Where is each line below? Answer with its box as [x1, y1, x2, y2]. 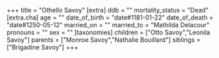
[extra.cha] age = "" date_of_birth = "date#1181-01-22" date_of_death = [6, 13, 213, 22]
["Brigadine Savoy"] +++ [6, 43, 78, 51]
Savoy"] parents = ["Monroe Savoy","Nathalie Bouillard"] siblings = [6, 36, 201, 44]
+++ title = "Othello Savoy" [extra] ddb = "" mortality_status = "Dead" [6, 6, 209, 14]
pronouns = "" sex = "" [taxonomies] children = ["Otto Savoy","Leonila [6, 28, 211, 36]
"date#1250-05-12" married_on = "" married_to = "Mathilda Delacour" [6, 21, 210, 29]
